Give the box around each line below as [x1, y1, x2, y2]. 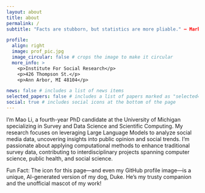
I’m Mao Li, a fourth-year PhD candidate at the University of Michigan [6, 115, 181, 123]
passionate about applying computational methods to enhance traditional [6, 142, 190, 149]
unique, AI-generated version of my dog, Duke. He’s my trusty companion [6, 173, 192, 180]
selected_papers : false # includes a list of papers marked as [6, 93, 171, 100]
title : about [6, 15, 40, 21]
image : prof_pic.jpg [12, 48, 64, 55]
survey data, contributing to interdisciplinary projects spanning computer [6, 148, 190, 156]
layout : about [6, 9, 43, 15]
